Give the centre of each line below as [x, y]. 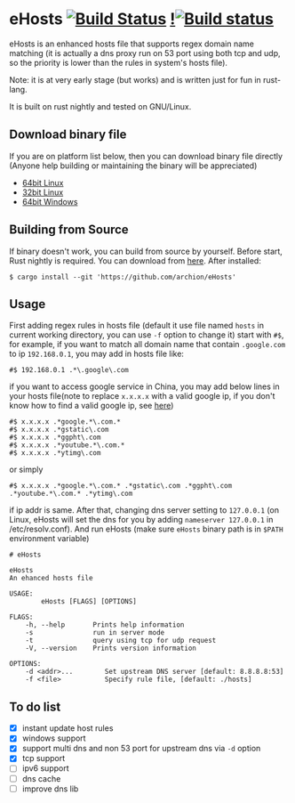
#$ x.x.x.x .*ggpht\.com [55, 438]
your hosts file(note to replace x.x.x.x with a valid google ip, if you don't [142, 396]
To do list [35, 706]
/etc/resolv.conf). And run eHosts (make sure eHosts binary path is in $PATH [146, 529]
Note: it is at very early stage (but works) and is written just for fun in [136, 79]
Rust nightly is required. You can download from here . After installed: [136, 260]
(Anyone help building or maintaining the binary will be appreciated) [133, 166]
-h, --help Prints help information [105, 625]
